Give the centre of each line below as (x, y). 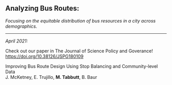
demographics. (21, 26)
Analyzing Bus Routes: (42, 8)
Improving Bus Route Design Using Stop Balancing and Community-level (82, 66)
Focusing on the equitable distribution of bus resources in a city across (81, 20)
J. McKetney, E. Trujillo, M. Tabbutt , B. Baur (51, 77)
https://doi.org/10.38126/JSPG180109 (44, 56)
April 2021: (17, 41)
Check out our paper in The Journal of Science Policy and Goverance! (79, 51)
